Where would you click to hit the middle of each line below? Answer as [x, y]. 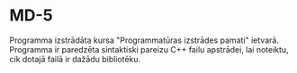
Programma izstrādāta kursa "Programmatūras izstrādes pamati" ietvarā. [144, 40]
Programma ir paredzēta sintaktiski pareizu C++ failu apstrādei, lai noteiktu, [149, 49]
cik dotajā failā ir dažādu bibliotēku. [75, 59]
